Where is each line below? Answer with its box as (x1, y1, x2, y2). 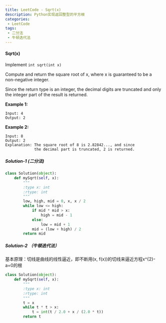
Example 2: (5, 124, 29, 130)
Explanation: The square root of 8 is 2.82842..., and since (5, 143, 135, 148)
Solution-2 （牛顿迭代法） (5, 243, 59, 249)
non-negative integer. (5, 77, 50, 83)
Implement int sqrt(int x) (5, 62, 62, 68)
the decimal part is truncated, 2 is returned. (34, 147, 135, 152)
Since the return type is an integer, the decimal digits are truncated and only (5, 86, 162, 92)
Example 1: (5, 101, 28, 107)
